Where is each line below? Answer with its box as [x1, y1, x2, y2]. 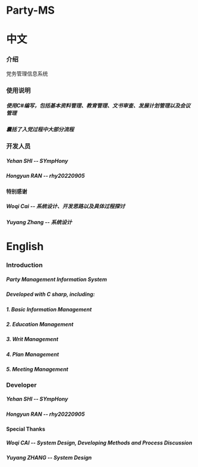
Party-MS [6, 4, 55, 17]
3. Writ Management [6, 336, 58, 343]
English [6, 240, 44, 253]
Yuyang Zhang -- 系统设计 [6, 219, 73, 226]
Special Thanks [6, 425, 46, 433]
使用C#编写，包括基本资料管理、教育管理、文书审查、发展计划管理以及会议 [6, 102, 191, 109]
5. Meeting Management [6, 366, 68, 373]
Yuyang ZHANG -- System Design [6, 454, 92, 461]
